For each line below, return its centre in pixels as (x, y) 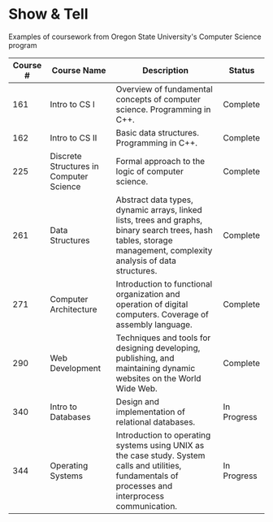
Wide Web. (137, 388)
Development (76, 368)
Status (242, 70)
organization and (148, 294)
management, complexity (164, 250)
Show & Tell (48, 14)
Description (165, 70)
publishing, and (145, 358)
